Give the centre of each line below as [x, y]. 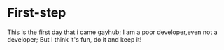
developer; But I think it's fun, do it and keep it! [75, 39]
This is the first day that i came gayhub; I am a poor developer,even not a [113, 32]
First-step [37, 13]
